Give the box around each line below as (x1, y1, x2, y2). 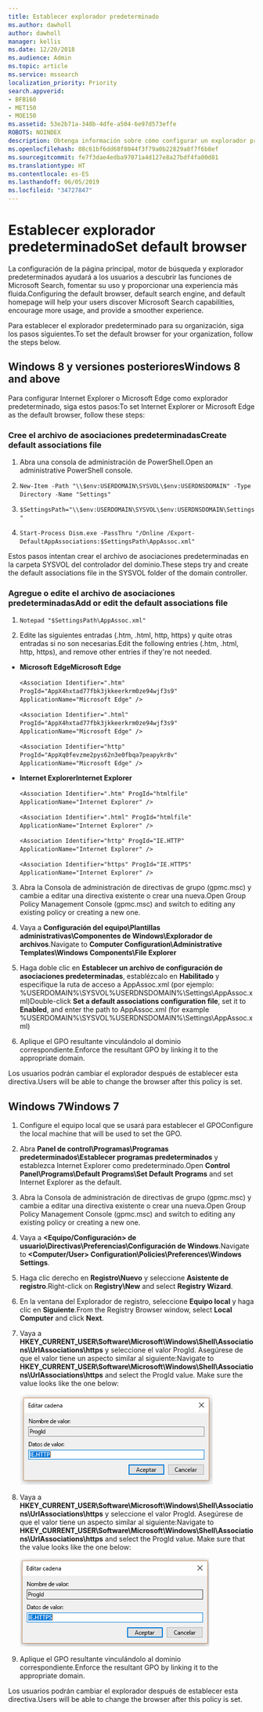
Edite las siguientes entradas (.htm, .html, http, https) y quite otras (19, 630, 232, 640)
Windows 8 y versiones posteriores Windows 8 (8, 360, 241, 374)
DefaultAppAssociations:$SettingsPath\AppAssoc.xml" (19, 538, 196, 546)
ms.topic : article (8, 63, 68, 71)
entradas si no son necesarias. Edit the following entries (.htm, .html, (19, 639, 239, 648)
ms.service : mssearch (8, 71, 79, 78)
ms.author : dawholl (8, 20, 72, 29)
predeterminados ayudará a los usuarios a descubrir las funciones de (8, 272, 232, 282)
